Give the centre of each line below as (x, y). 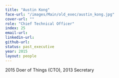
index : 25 (15, 28)
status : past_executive (30, 47)
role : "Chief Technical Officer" (40, 24)
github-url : (17, 42)
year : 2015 (16, 51)
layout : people (21, 56)
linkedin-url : (20, 38)
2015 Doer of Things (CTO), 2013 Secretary (50, 70)
